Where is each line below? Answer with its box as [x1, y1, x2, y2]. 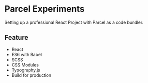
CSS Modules [11, 62, 39, 67]
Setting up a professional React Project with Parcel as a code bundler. [4, 19, 144, 25]
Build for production [11, 72, 52, 78]
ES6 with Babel [11, 51, 42, 57]
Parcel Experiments [4, 3, 85, 15]
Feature [4, 33, 29, 42]
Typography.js [11, 67, 41, 73]
